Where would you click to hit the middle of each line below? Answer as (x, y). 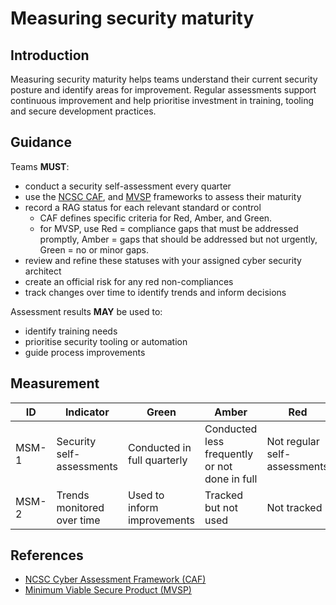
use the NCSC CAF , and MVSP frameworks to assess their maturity (163, 196)
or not (218, 466)
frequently (229, 454)
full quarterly (157, 460)
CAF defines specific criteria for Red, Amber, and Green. (156, 218)
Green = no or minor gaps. (94, 249)
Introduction (50, 55)
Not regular (293, 441)
